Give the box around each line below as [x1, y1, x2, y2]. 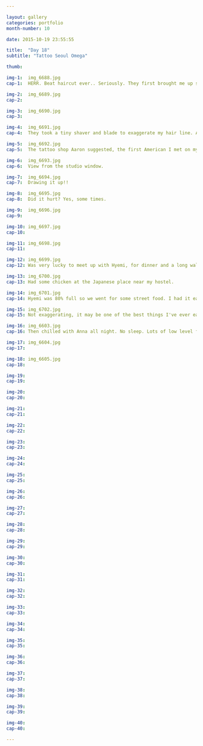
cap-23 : [6, 444, 26, 451]
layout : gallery [6, 14, 47, 20]
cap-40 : [6, 725, 26, 732]
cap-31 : [6, 577, 26, 583]
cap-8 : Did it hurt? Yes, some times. [6, 196, 107, 203]
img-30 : [6, 554, 26, 560]
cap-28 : [6, 527, 26, 533]
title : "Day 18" [6, 47, 50, 53]
